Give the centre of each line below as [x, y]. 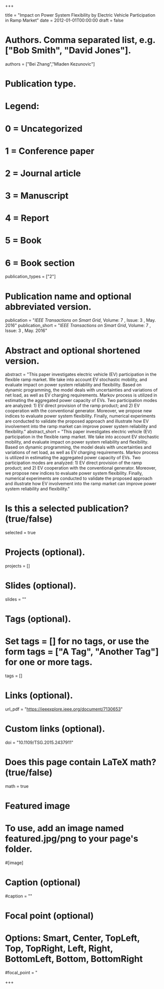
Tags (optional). [38, 619]
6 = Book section [40, 263]
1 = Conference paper [50, 151]
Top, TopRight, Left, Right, [59, 949]
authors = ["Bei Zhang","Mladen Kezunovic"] [50, 64]
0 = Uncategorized [44, 129]
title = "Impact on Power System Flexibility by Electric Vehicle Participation [80, 15]
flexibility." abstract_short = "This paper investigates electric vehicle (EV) [79, 432]
